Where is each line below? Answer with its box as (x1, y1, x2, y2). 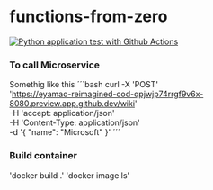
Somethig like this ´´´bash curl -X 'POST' (9, 79, 159, 90)
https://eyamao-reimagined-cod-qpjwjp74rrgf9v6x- (12, 88, 204, 100)
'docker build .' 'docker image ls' (9, 169, 130, 181)
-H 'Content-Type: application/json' (9, 117, 141, 128)
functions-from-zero (9, 6, 168, 27)
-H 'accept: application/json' (9, 108, 115, 119)
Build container (9, 149, 78, 162)
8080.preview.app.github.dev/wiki (9, 98, 136, 109)
